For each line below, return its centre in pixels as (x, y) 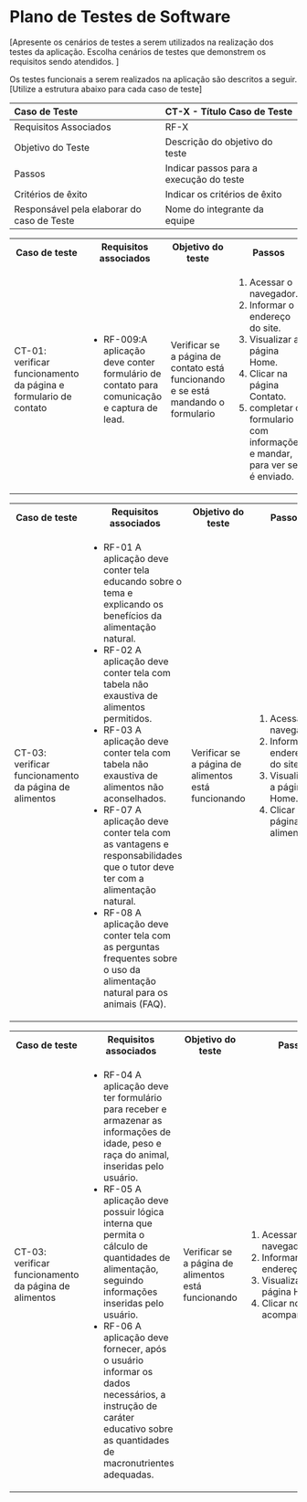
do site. (265, 328)
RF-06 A (122, 1326)
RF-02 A (122, 650)
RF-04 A (122, 1074)
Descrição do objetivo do (219, 142)
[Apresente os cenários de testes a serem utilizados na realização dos (142, 42)
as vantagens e (136, 844)
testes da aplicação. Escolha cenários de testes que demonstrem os (138, 51)
